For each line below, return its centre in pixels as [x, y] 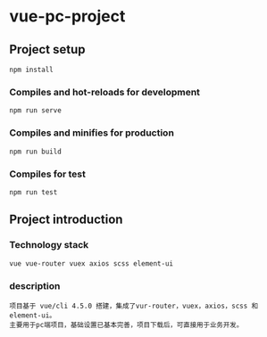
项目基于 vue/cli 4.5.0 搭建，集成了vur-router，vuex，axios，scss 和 [134, 306]
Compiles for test [48, 174]
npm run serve [36, 111]
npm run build [36, 152]
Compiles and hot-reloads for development [105, 92]
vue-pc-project [67, 16]
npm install [31, 70]
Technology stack [49, 245]
